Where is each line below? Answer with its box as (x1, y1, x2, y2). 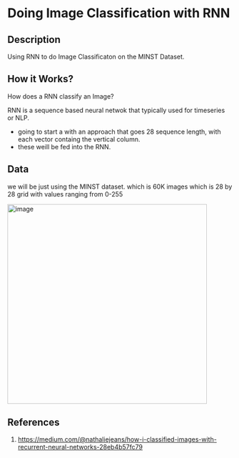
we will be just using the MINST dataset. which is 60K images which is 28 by (7, 182, 233, 191)
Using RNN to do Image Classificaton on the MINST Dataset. (7, 52, 185, 61)
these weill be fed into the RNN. (17, 142, 111, 151)
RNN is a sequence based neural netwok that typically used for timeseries (7, 106, 225, 114)
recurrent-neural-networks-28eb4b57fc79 (17, 443, 143, 452)
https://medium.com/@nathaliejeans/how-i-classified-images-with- (17, 435, 218, 444)
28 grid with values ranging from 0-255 (7, 189, 123, 198)
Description (7, 34, 61, 46)
